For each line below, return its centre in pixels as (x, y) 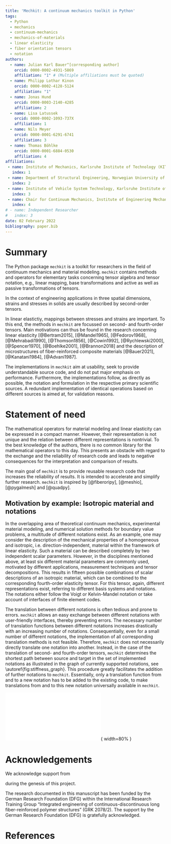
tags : (11, 16)
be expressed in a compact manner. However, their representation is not (81, 434)
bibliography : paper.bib (32, 226)
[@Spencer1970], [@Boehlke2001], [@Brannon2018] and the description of (84, 346)
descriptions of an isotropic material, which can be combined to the (76, 578)
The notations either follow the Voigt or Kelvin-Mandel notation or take (79, 594)
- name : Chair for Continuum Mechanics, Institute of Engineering (79, 199)
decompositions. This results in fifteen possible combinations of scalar (79, 573)
